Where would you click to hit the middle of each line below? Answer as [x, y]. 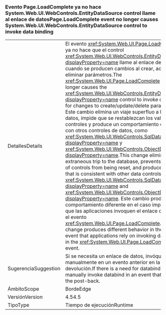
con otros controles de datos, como [106, 131]
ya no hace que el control [95, 50]
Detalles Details [25, 146]
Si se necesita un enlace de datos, [105, 256]
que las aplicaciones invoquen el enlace [111, 211]
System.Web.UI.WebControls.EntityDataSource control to [76, 25]
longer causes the [86, 87]
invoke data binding [29, 32]
